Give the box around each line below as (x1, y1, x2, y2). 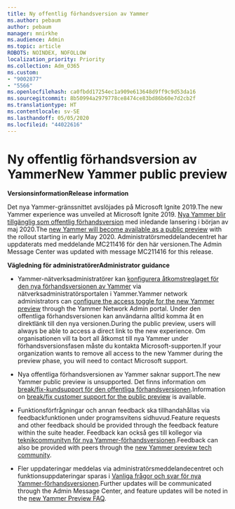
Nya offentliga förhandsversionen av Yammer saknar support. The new (17, 370, 221, 379)
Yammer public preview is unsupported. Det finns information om (17, 378, 206, 386)
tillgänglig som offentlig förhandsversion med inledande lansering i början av (7, 218, 229, 226)
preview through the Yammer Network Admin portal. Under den (17, 304, 201, 313)
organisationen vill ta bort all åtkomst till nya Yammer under (17, 334, 189, 343)
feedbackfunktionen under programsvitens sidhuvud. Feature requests (17, 414, 221, 422)
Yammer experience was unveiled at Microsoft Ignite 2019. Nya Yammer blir (7, 210, 226, 219)
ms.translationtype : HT (7, 102, 77, 109)
